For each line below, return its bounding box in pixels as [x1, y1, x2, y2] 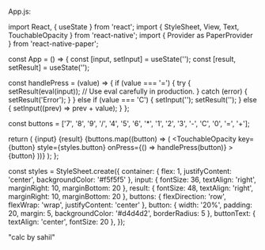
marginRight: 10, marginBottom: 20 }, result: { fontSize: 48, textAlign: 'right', [8, 183, 254, 193]
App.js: [8, 7, 32, 16]
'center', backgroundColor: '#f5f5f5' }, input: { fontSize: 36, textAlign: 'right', [8, 175, 257, 184]
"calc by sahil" [8, 233, 55, 241]
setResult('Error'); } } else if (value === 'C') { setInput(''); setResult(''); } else [8, 95, 257, 104]
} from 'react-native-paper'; [8, 39, 99, 48]
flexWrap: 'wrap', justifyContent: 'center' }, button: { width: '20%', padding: [8, 200, 253, 210]
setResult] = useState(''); [8, 63, 89, 72]
